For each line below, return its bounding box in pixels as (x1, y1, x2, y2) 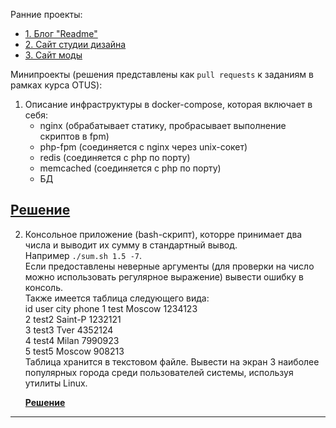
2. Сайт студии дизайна (24, 39, 127, 50)
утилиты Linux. (24, 377, 88, 389)
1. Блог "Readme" (24, 28, 98, 39)
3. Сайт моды (24, 49, 83, 61)
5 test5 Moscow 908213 (24, 345, 125, 357)
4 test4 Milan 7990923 (24, 334, 120, 346)
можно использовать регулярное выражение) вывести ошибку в (24, 270, 304, 283)
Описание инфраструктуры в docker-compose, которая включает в (24, 99, 313, 110)
